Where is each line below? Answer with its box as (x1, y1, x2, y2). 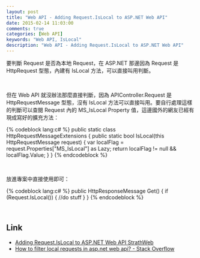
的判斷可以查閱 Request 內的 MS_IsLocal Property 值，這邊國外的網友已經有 (6, 106, 195, 113)
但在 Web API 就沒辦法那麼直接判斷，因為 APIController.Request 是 (6, 91, 172, 98)
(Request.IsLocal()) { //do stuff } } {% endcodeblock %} (6, 193, 144, 201)
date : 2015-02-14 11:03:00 (6, 20, 74, 26)
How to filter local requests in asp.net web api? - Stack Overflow (14, 245, 175, 252)
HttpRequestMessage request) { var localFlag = (6, 139, 124, 146)
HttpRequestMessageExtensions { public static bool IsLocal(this (6, 132, 165, 139)
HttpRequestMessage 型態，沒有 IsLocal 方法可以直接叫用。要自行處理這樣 (6, 98, 193, 106)
